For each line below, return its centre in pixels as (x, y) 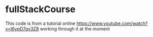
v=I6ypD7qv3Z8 (22, 28)
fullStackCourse (40, 9)
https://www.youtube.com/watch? (112, 23)
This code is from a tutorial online (40, 23)
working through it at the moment (75, 28)
